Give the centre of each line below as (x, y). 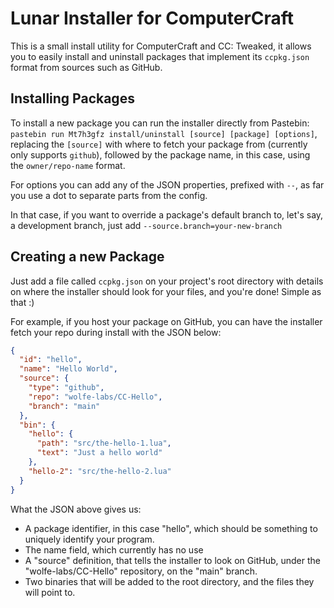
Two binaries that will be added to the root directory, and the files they (169, 581)
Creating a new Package (87, 257)
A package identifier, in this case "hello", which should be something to (171, 528)
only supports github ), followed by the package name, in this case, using (160, 154)
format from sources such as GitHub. (86, 67)
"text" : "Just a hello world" (99, 453)
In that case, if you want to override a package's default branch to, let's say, (167, 214)
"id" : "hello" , (51, 360)
